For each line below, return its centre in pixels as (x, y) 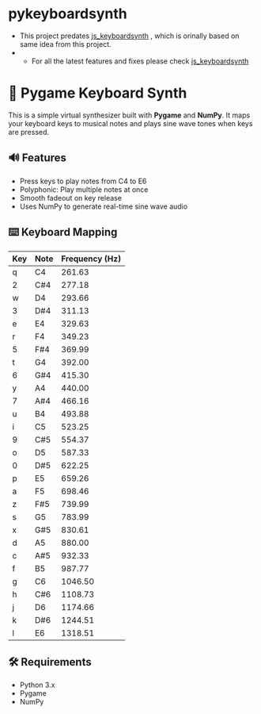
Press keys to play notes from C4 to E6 (83, 181)
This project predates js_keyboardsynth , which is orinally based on (129, 36)
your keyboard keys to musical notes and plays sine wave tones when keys (130, 123)
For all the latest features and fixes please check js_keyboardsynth (140, 61)
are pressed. (29, 132)
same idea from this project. (66, 44)
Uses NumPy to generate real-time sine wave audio (104, 206)
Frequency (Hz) (91, 259)
